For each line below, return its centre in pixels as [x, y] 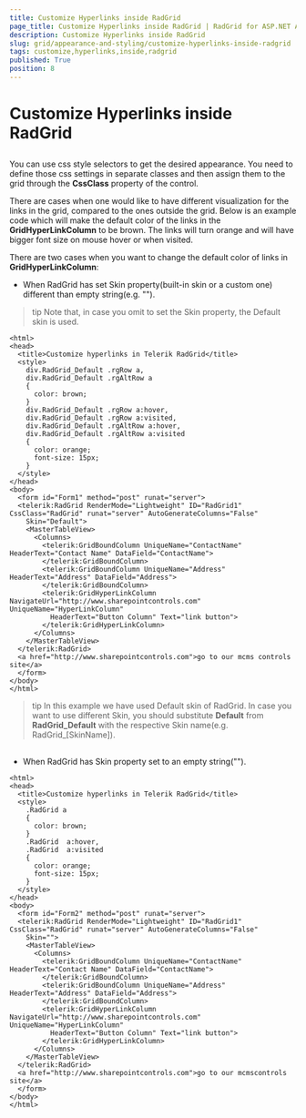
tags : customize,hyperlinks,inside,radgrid [93, 52]
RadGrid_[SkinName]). [73, 735]
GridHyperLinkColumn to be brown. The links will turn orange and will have [152, 230]
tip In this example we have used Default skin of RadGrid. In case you [162, 706]
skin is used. [55, 322]
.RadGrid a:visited [65, 849]
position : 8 [32, 69]
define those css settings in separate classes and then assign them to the [148, 174]
